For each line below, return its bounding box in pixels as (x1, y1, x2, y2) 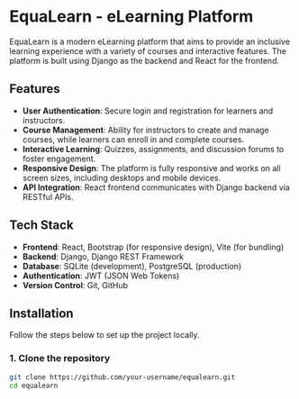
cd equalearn (9, 381, 59, 390)
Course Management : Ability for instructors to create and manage (22, 124, 269, 135)
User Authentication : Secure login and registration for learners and (22, 105, 274, 116)
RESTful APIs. (22, 191, 74, 202)
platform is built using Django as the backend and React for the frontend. (9, 55, 280, 66)
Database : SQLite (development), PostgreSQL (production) (22, 260, 242, 271)
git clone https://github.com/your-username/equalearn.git (9, 372, 236, 382)
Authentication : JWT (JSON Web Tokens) (22, 270, 180, 281)
